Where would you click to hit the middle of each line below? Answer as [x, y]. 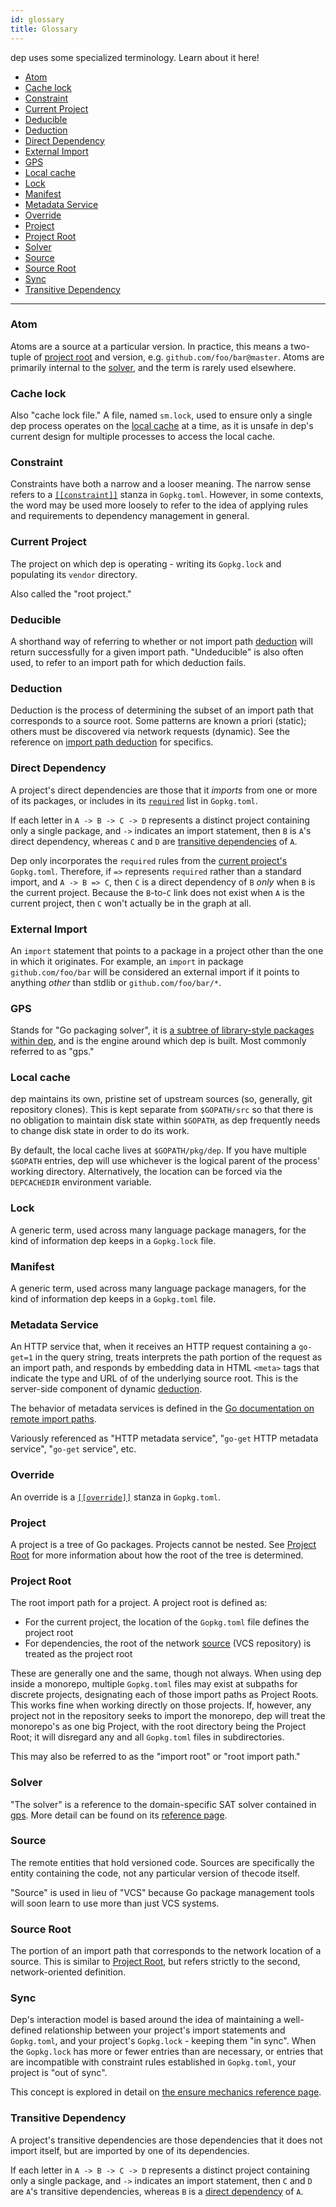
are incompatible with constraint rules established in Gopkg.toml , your [153, 2062]
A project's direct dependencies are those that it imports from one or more [164, 790]
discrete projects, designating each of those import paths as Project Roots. [164, 1695]
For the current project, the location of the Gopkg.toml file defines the [167, 1622]
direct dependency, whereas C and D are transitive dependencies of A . [154, 841]
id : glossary [37, 19]
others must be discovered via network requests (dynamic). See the [150, 732]
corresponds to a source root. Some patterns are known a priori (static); [158, 721]
